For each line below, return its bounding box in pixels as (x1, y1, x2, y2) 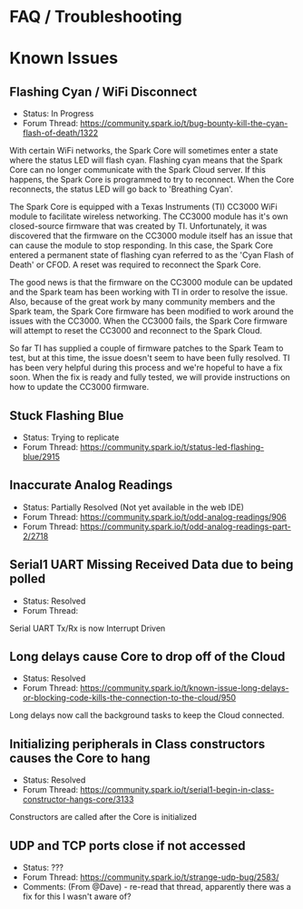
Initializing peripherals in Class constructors (9, 736, 266, 752)
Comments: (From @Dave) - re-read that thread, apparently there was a (22, 882, 292, 893)
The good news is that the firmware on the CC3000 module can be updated (9, 277, 293, 288)
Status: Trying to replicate (22, 432, 120, 443)
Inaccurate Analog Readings (9, 477, 173, 493)
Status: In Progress (22, 108, 94, 119)
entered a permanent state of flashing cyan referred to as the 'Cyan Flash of (9, 250, 295, 261)
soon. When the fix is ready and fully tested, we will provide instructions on (9, 372, 290, 383)
